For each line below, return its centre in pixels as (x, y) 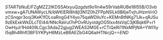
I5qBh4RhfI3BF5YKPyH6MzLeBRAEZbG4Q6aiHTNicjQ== (63, 33)
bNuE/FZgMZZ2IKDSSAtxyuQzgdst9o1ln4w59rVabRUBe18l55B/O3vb (88, 7)
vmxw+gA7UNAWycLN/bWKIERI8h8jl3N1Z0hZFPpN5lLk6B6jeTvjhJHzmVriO (81, 12)
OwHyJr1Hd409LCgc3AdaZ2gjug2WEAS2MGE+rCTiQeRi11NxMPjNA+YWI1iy (82, 27)
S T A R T (12, 7)
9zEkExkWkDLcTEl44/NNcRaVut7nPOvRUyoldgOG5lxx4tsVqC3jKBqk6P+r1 (80, 22)
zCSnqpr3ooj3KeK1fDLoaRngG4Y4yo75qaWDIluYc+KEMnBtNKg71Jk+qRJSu (82, 17)
